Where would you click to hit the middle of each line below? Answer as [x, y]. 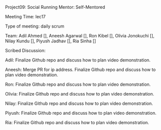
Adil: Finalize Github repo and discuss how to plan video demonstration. [78, 60]
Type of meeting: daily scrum [35, 26]
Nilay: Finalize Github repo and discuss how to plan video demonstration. [79, 103]
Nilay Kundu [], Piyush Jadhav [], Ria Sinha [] [50, 41]
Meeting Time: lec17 [25, 16]
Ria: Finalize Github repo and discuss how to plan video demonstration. [77, 122]
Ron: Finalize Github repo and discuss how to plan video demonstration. [78, 84]
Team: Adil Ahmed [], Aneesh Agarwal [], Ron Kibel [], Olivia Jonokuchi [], [80, 36]
